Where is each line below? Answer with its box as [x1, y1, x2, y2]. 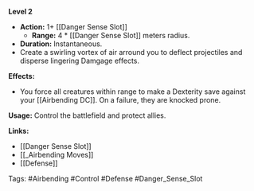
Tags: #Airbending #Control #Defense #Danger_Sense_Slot [8, 174, 203, 183]
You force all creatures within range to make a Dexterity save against [19, 87, 246, 96]
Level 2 [8, 7, 33, 16]
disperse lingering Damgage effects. [19, 56, 139, 65]
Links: [8, 127, 29, 135]
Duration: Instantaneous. [19, 39, 103, 49]
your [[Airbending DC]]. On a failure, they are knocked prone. [19, 95, 221, 104]
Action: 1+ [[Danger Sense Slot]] [19, 22, 127, 31]
